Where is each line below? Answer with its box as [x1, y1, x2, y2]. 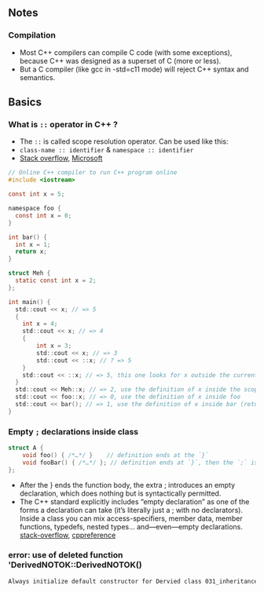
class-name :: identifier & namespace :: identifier [19, 145, 194, 155]
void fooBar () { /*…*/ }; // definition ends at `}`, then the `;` [22, 459, 247, 467]
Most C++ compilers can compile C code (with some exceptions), [19, 47, 233, 57]
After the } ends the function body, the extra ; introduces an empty [19, 480, 236, 489]
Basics [8, 96, 42, 109]
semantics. [19, 72, 56, 82]
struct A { [8, 444, 44, 452]
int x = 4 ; [22, 320, 58, 328]
